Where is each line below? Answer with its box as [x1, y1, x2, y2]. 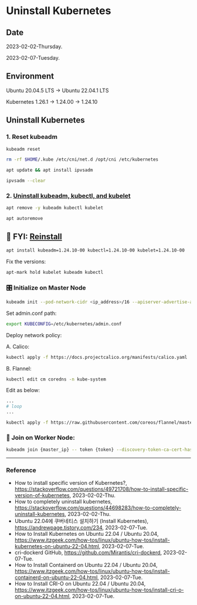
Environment [6, 72, 55, 81]
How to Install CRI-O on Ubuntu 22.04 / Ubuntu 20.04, [14, 580, 146, 587]
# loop [6, 403, 22, 410]
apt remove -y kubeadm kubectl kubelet [6, 205, 104, 211]
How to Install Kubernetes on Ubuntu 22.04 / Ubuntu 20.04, [14, 531, 159, 538]
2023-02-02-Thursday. [6, 43, 63, 50]
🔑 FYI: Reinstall [6, 232, 63, 242]
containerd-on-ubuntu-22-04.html [14, 574, 98, 581]
